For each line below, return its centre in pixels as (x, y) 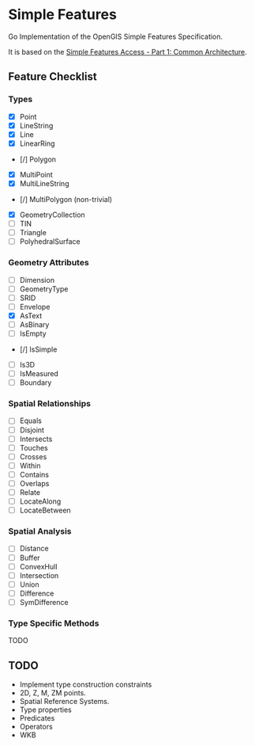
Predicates (37, 718)
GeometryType (44, 289)
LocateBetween (45, 510)
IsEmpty (33, 333)
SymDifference (44, 602)
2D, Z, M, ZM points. (53, 693)
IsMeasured (39, 374)
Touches (34, 447)
